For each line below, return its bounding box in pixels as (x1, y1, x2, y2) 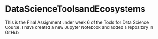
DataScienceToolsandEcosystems (5, 3, 145, 14)
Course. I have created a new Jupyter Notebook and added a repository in (5, 24, 154, 30)
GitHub (5, 29, 19, 35)
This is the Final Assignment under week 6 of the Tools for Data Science (5, 19, 149, 25)
